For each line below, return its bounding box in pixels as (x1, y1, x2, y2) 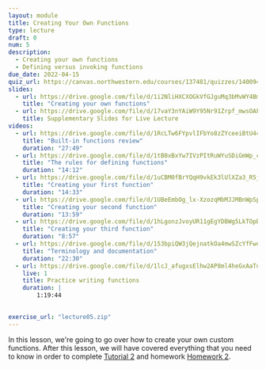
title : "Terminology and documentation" (22, 247, 158, 255)
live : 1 (22, 269, 47, 277)
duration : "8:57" (22, 233, 80, 241)
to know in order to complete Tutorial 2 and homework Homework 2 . (8, 352, 231, 361)
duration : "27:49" (22, 144, 83, 152)
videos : (8, 122, 34, 130)
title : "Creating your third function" (22, 225, 154, 234)
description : (8, 48, 51, 56)
